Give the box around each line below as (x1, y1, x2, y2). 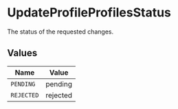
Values (7, 47, 38, 59)
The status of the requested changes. (7, 27, 114, 36)
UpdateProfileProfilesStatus (7, 5, 172, 21)
